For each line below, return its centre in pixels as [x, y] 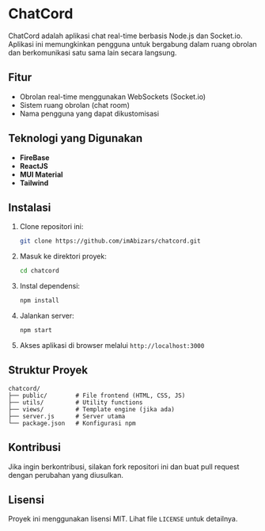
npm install [39, 301]
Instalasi [30, 207]
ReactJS [34, 166]
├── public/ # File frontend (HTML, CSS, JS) [97, 395]
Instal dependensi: [50, 286]
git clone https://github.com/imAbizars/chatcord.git [110, 241]
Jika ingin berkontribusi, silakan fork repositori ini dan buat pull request [124, 466]
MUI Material [41, 174]
